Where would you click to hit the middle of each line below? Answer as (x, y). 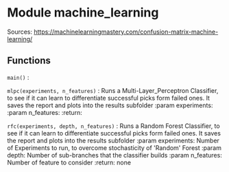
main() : (18, 77)
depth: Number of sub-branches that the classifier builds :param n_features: (115, 155)
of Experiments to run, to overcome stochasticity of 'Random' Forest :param (114, 148)
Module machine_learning (83, 13)
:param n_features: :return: (45, 112)
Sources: (20, 32)
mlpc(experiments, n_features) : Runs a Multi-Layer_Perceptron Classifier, (113, 90)
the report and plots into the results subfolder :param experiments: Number (113, 140)
